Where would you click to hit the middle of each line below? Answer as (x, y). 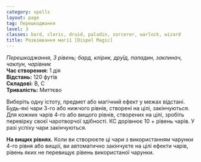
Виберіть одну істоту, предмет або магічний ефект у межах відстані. (96, 102)
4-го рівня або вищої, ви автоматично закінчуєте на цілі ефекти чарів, (97, 146)
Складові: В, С (26, 83)
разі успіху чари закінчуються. (47, 128)
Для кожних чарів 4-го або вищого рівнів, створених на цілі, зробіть (95, 114)
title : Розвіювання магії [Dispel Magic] (60, 40)
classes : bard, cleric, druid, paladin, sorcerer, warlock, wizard (94, 35)
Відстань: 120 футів (32, 77)
